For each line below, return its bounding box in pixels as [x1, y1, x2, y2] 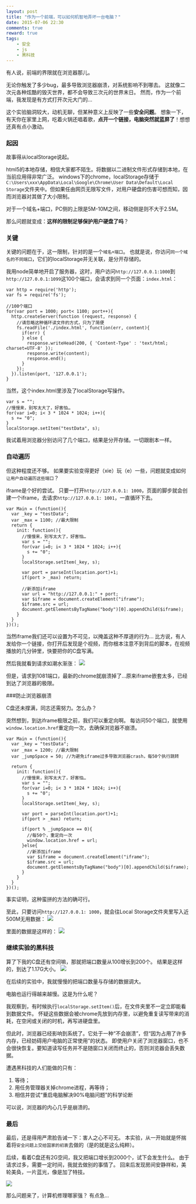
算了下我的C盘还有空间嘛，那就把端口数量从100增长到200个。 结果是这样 [6, 958, 183, 965]
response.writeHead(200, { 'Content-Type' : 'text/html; [27, 340, 168, 346]
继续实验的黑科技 [6, 944, 54, 952]
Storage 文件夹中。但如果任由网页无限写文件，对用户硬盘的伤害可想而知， [6, 185, 183, 192]
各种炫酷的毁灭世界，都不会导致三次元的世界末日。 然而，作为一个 [16, 88, 176, 95]
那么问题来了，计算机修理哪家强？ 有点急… [6, 1192, 110, 1199]
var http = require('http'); [6, 287, 77, 293]
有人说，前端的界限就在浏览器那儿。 [6, 68, 93, 76]
